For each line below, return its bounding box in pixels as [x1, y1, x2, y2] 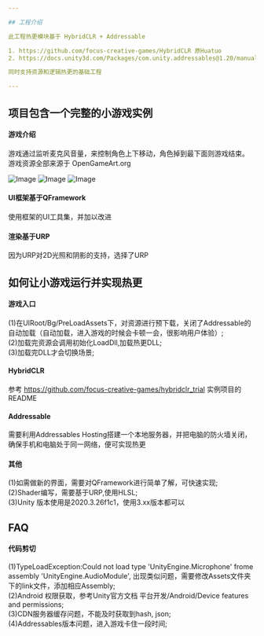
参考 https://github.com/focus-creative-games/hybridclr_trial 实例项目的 [8, 384, 242, 394]
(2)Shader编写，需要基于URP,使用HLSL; [8, 488, 138, 498]
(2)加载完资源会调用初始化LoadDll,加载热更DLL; [8, 337, 163, 347]
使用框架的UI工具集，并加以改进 [8, 211, 112, 221]
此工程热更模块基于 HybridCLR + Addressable [8, 32, 145, 40]
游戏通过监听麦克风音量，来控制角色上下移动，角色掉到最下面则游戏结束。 [8, 149, 249, 158]
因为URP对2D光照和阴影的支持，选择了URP [8, 251, 149, 260]
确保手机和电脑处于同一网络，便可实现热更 [8, 439, 146, 449]
